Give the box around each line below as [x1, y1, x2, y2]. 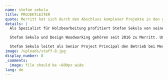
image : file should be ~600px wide [9, 62, 84, 67]
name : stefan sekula [5, 7, 48, 12]
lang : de [5, 67, 23, 72]
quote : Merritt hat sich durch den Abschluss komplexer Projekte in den [5, 16, 160, 21]
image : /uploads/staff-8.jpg [5, 48, 66, 53]
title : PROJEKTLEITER [5, 12, 50, 17]
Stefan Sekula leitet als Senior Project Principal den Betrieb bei [9, 44, 155, 49]
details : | [5, 21, 28, 26]
